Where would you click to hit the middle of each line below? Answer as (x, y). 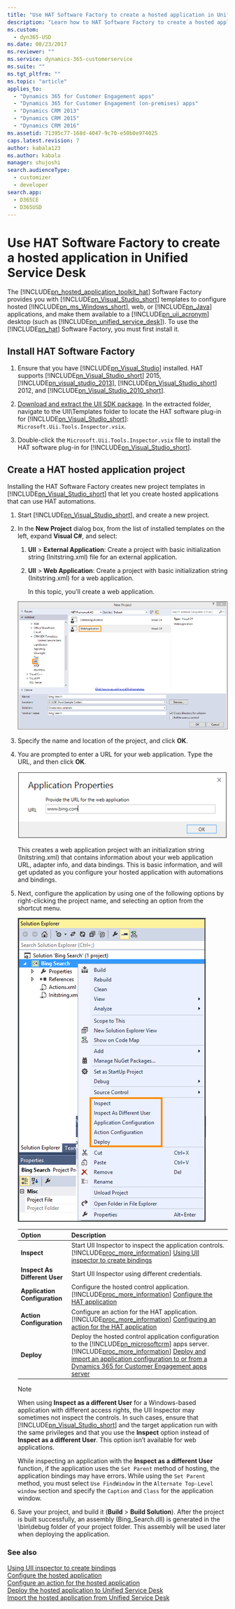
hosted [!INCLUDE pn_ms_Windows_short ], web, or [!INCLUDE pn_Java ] (109, 307)
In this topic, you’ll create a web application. (91, 591)
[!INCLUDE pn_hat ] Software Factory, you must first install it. (93, 329)
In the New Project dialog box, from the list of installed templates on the (121, 528)
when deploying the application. (64, 1534)
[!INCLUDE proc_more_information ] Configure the (142, 1295)
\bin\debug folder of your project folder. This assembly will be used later (121, 1527)
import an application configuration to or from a (139, 1359)
